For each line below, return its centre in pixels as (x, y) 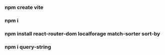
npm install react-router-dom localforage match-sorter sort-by (82, 33)
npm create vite (24, 7)
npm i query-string (28, 47)
